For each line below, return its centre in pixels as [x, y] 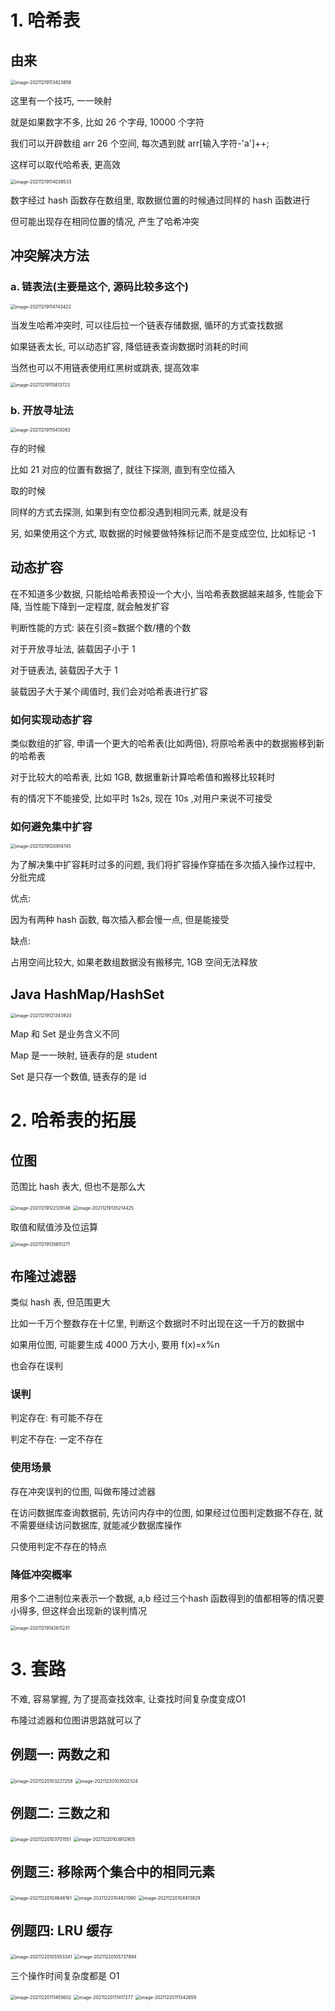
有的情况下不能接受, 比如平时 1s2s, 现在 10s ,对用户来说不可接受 [141, 798]
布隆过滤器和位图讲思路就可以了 [76, 1720]
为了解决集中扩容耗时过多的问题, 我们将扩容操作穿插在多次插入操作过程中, [163, 865]
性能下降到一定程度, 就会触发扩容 [101, 606]
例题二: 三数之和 [60, 1813]
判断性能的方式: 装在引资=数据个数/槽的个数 [101, 627]
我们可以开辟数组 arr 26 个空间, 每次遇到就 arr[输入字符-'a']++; [140, 143]
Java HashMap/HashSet [87, 994]
